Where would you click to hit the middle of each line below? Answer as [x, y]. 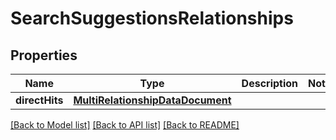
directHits [39, 100]
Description [270, 83]
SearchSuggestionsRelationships [152, 18]
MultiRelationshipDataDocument [152, 100]
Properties [44, 55]
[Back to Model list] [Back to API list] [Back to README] [125, 125]
